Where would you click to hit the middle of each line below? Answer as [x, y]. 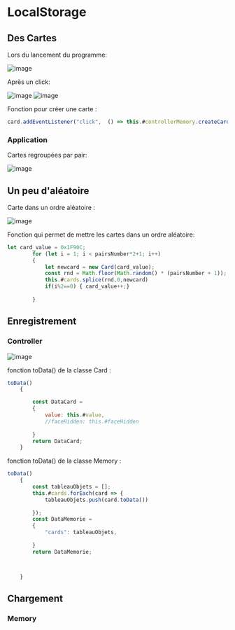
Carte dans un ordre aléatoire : [51, 207]
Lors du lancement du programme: [57, 55]
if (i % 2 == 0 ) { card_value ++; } [87, 287]
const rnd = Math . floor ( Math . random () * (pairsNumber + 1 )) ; [136, 274]
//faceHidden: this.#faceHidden [92, 421]
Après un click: [29, 82]
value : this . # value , [74, 415]
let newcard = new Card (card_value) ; [100, 267]
